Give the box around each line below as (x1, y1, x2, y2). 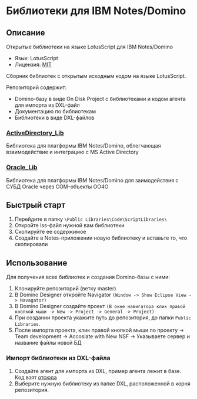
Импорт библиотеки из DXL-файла (6, 354, 111, 362)
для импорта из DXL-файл (14, 102, 81, 109)
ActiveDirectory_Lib (6, 129, 64, 137)
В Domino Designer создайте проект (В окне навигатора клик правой (14, 303, 186, 310)
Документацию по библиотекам (14, 108, 96, 115)
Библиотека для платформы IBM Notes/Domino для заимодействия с (6, 176, 179, 184)
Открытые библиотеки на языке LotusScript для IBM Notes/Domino (6, 43, 173, 50)
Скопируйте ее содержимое (14, 228, 86, 236)
